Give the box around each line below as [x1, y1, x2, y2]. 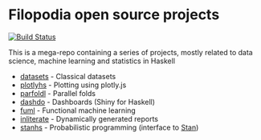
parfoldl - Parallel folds [19, 88, 96, 98]
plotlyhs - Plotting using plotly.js [19, 80, 127, 90]
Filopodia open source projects [8, 6, 220, 24]
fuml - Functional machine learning [19, 106, 137, 115]
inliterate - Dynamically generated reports [19, 114, 159, 123]
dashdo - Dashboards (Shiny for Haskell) [19, 97, 155, 106]
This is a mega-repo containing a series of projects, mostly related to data [8, 47, 253, 57]
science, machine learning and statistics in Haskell [8, 56, 175, 66]
